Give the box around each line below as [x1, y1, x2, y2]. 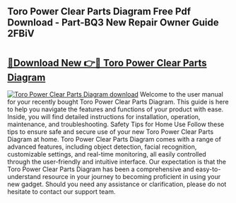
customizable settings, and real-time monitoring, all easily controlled [7, 150, 206, 158]
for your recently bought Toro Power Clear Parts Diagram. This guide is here [7, 98, 229, 106]
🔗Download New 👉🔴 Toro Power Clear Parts [7, 56, 207, 69]
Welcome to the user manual [140, 90, 224, 98]
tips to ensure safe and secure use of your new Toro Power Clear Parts [7, 128, 214, 136]
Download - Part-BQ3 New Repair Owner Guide [7, 17, 219, 29]
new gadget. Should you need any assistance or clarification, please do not [7, 180, 227, 188]
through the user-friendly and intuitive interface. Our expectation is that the [7, 158, 226, 166]
